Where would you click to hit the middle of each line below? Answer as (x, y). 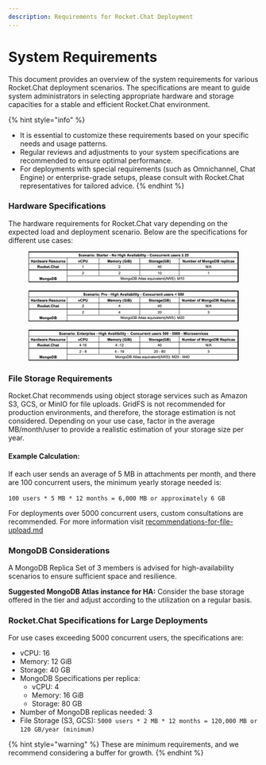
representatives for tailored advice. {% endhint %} (102, 186)
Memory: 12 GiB (46, 662)
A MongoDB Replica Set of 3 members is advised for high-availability (121, 567)
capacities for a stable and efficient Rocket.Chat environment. (109, 104)
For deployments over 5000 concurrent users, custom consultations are (126, 513)
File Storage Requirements (60, 379)
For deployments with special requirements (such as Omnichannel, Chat (137, 169)
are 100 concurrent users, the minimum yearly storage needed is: (115, 482)
